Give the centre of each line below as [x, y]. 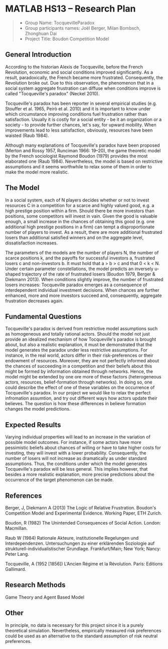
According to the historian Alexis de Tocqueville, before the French [74, 67]
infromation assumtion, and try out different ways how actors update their [81, 398]
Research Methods [35, 585]
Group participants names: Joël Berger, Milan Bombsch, [83, 28]
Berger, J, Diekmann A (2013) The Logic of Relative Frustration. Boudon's [81, 508]
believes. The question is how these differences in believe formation [76, 404]
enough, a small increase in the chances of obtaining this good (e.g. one [80, 221]
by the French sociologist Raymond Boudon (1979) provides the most [76, 156]
